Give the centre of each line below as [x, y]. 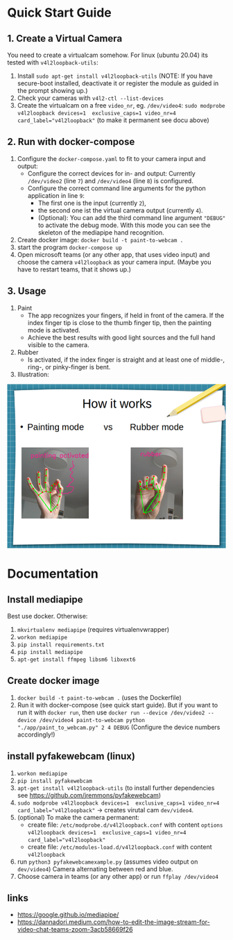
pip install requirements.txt [61, 645]
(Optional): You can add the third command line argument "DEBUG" [132, 217]
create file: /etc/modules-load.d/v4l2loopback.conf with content [120, 847]
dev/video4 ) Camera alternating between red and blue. [95, 868]
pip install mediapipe [50, 652]
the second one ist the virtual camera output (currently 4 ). [120, 210]
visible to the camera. [59, 344]
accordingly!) [36, 735]
